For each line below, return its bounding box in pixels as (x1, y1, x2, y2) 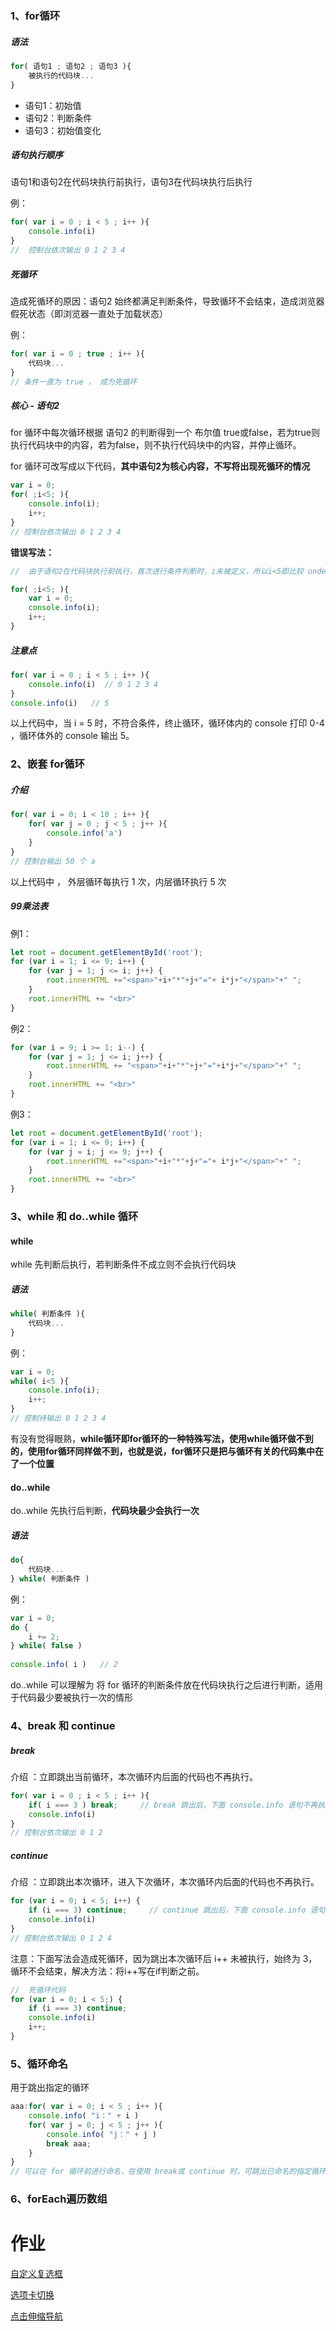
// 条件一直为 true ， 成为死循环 (10, 377, 138, 387)
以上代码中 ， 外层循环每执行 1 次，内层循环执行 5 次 (10, 875, 227, 887)
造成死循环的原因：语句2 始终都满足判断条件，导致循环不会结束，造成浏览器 (10, 295, 325, 307)
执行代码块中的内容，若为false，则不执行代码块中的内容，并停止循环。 (10, 439, 302, 451)
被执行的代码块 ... (28, 70, 95, 81)
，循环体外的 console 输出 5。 (10, 730, 135, 742)
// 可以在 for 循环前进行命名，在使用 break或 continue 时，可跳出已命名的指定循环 (10, 2167, 327, 2177)
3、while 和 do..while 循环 (10, 1209, 139, 1223)
